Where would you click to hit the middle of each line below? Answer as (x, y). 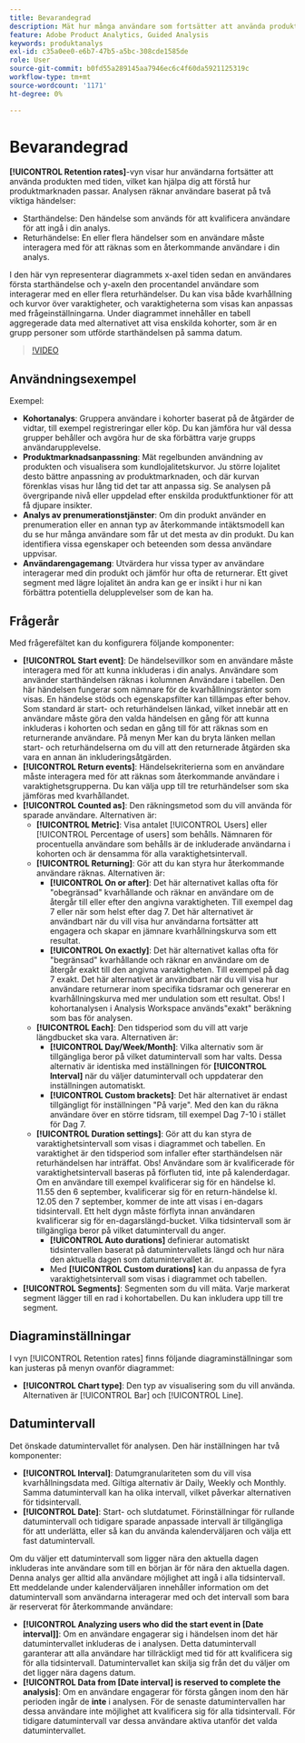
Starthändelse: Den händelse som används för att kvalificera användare (156, 218)
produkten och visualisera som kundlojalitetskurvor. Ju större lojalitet (151, 467)
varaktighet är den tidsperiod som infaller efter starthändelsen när (159, 1153)
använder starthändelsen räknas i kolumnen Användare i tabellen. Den (154, 680)
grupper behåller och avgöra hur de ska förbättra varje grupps (139, 438)
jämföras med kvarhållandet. (76, 796)
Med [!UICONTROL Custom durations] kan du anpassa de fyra (168, 1269)
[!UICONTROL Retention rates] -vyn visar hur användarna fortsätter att (142, 172)
